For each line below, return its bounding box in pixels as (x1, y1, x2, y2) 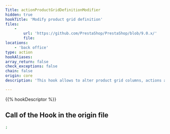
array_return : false (5, 59, 49, 64)
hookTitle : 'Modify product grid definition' (5, 17, 103, 22)
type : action (5, 50, 33, 55)
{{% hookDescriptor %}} (5, 96, 57, 102)
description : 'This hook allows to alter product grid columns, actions (5, 78, 162, 83)
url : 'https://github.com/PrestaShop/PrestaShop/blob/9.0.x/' (23, 31, 157, 36)
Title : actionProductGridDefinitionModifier (5, 7, 101, 13)
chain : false (5, 69, 33, 74)
